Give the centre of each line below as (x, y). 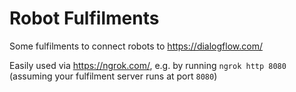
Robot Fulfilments (84, 18)
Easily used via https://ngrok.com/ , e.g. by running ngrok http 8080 (148, 65)
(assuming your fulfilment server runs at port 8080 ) (113, 76)
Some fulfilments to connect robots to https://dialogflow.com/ (136, 46)
